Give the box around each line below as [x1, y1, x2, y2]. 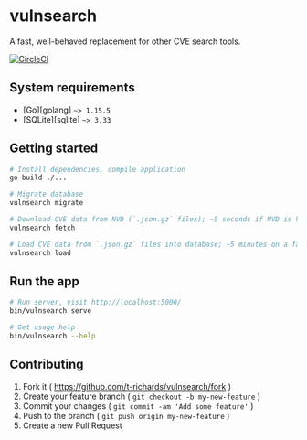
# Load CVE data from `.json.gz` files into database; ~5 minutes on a [9, 240, 288, 249]
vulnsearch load [9, 248, 71, 257]
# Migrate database [9, 189, 84, 199]
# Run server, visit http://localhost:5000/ [9, 298, 182, 307]
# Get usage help [9, 323, 76, 332]
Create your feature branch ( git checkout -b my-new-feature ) [22, 391, 261, 402]
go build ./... [9, 173, 68, 183]
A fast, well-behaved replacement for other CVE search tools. [9, 36, 241, 47]
